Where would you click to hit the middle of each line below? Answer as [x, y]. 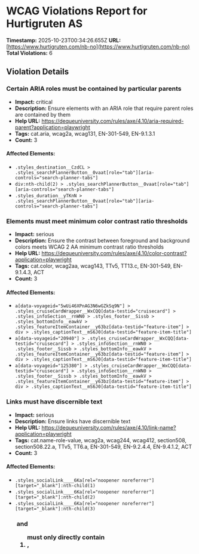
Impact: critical [33, 102]
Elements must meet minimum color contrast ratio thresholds [97, 221]
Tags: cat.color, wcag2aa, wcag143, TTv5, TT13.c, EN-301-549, [93, 266]
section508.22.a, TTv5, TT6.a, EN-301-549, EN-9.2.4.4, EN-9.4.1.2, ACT [103, 446]
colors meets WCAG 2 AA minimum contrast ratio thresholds [89, 247]
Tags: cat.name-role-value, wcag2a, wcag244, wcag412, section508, [101, 440]
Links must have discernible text [54, 402]
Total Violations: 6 [29, 53]
